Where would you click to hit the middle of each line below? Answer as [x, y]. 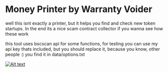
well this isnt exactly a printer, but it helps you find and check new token [80, 23]
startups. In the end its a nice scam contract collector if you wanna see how [84, 28]
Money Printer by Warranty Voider [79, 9]
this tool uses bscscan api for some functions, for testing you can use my [82, 43]
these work [17, 34]
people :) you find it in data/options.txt [45, 54]
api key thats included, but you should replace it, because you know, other [83, 49]
